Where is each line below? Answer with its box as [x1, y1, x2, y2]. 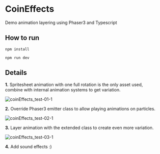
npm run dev [5, 55, 29, 60]
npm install [5, 46, 29, 52]
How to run [5, 34, 40, 42]
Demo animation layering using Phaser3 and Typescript [5, 20, 117, 25]
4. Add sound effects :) [5, 143, 52, 150]
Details [5, 68, 27, 77]
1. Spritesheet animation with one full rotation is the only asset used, [5, 82, 143, 88]
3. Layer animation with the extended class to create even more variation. [5, 125, 154, 131]
